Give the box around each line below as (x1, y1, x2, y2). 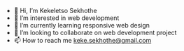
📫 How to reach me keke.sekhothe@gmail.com (13, 37, 152, 44)
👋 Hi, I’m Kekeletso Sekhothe (13, 7, 97, 14)
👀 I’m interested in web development (13, 14, 120, 22)
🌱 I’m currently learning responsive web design (13, 21, 150, 29)
